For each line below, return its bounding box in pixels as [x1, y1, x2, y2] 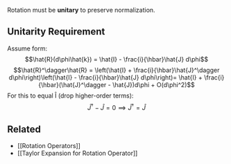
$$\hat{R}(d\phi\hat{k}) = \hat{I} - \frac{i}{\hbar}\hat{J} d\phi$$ [24, 55, 209, 63]
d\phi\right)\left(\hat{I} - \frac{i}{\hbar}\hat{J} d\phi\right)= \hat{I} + [8, 73, 203, 82]
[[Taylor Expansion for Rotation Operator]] [17, 149, 138, 158]
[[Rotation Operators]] [17, 142, 81, 150]
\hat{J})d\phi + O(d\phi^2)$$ [112, 80, 196, 89]
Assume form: [7, 44, 48, 53]
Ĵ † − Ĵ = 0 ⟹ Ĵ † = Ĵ [87, 102, 146, 111]
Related [7, 123, 42, 135]
